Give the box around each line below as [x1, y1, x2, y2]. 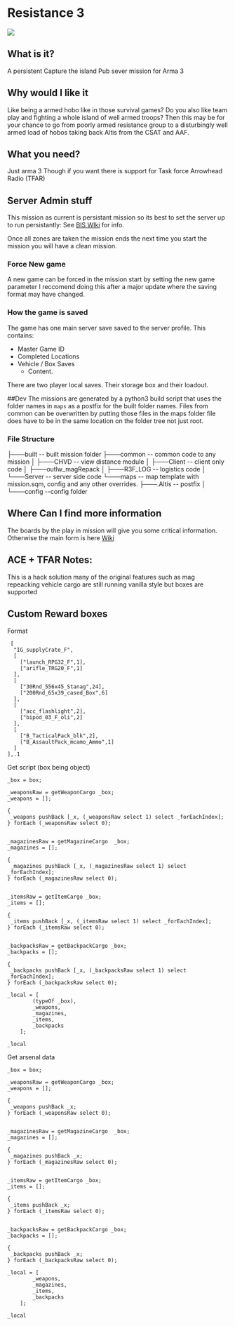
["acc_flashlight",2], [20, 707, 86, 715]
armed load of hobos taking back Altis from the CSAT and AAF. [7, 128, 189, 136]
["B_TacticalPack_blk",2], [20, 732, 99, 739]
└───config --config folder [7, 488, 88, 496]
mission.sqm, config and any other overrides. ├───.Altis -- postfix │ [7, 480, 206, 488]
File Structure [7, 434, 55, 443]
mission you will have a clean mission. [7, 242, 117, 250]
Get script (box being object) [7, 763, 90, 771]
